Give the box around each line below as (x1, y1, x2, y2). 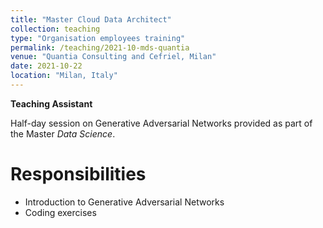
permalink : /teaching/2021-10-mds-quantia (10, 42, 190, 53)
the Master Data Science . (10, 127, 116, 140)
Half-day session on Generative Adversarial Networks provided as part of (10, 117, 313, 129)
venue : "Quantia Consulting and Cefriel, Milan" (10, 52, 217, 62)
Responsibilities (10, 163, 147, 186)
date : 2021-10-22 (10, 61, 83, 71)
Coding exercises (24, 206, 97, 218)
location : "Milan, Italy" (10, 71, 118, 81)
